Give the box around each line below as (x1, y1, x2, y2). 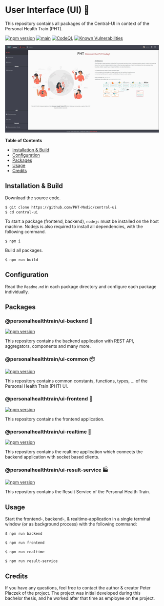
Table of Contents (5, 137, 42, 143)
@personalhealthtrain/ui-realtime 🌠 (5, 428, 92, 435)
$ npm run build (5, 257, 38, 262)
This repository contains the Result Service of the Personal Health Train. (5, 489, 150, 495)
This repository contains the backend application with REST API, (5, 338, 134, 344)
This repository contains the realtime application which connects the (5, 449, 143, 455)
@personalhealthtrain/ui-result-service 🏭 (5, 466, 108, 473)
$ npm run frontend (5, 541, 45, 545)
